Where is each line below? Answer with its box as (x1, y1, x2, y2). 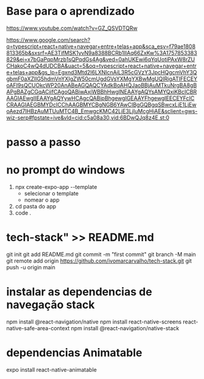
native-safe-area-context (6, 324, 70, 331)
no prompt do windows (6, 163, 125, 177)
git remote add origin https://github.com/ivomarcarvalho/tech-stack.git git (6, 257, 192, 264)
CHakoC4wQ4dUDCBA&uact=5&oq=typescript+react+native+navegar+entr (6, 62, 197, 69)
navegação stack (6, 298, 95, 312)
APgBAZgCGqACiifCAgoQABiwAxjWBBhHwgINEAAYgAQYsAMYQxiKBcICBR (6, 88, 197, 95)
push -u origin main (6, 264, 56, 271)
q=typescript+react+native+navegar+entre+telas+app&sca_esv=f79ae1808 (6, 43, 196, 50)
